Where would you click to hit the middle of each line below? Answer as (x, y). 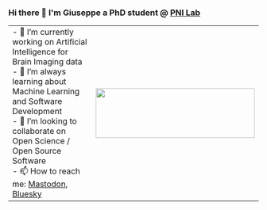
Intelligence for (41, 52)
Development (37, 112)
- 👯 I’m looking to (44, 121)
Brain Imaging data (47, 62)
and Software (37, 101)
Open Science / (41, 141)
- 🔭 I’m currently (43, 32)
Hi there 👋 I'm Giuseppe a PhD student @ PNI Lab (104, 13)
